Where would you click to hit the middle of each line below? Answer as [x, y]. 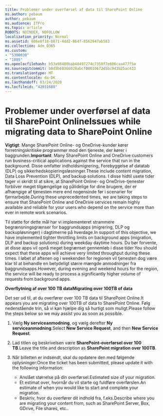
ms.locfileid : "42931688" [31, 87]
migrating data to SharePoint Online [79, 132]
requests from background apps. [38, 279]
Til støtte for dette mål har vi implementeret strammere [60, 222]
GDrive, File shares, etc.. [44, 409]
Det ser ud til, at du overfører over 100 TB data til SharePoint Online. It [74, 298]
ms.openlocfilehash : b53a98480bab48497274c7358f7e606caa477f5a [71, 64]
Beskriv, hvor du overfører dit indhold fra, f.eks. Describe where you [87, 398]
